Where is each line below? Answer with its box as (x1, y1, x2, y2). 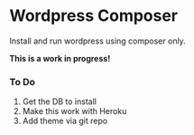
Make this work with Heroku (22, 106, 127, 117)
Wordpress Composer (9, 5, 179, 26)
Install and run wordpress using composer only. (9, 35, 187, 46)
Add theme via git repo (22, 115, 108, 127)
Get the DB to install (22, 96, 97, 107)
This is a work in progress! (9, 53, 111, 63)
